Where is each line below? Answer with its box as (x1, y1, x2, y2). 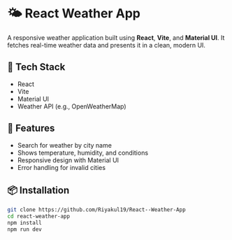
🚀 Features (7, 122, 55, 134)
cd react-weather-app (7, 213, 71, 220)
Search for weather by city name (17, 141, 112, 149)
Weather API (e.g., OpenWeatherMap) (17, 102, 127, 111)
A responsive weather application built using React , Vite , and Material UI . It (7, 33, 225, 42)
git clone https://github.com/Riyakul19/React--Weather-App (7, 206, 187, 213)
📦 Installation (7, 184, 70, 196)
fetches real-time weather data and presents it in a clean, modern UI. (7, 41, 206, 49)
